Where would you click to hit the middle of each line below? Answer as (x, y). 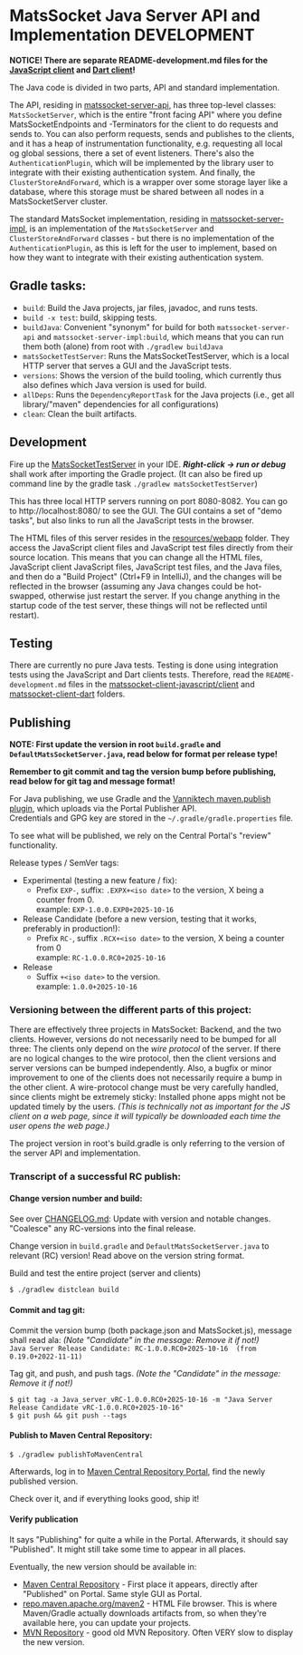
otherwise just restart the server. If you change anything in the (164, 596)
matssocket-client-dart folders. (67, 694)
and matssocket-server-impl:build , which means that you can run (161, 336)
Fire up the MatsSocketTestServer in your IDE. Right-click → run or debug (148, 464)
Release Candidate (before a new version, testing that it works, (140, 919)
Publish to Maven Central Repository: (81, 1436)
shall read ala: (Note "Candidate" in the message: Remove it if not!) (134, 1339)
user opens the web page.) (60, 1126)
